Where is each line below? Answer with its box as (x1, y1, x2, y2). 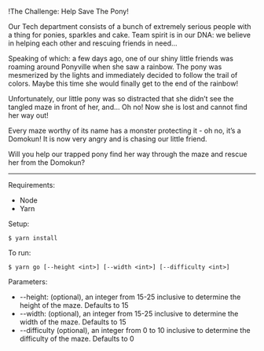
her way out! (8, 111, 49, 120)
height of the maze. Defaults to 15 (19, 301, 129, 309)
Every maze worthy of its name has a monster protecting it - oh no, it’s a (8, 126, 241, 135)
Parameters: (8, 277, 48, 286)
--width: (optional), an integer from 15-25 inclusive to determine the (19, 309, 239, 318)
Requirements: (8, 181, 55, 189)
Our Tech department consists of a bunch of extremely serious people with (8, 22, 251, 31)
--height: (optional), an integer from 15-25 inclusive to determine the (19, 292, 241, 302)
